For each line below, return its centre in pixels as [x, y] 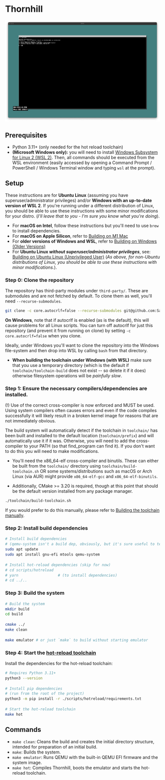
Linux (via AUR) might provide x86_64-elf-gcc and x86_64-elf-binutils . [85, 476]
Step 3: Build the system [35, 593]
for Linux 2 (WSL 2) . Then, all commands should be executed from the [83, 157]
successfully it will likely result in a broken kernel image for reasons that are [82, 416]
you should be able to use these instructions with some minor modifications [82, 211]
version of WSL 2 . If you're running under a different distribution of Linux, [80, 205]
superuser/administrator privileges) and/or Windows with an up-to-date [79, 200]
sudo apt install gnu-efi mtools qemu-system [52, 555]
